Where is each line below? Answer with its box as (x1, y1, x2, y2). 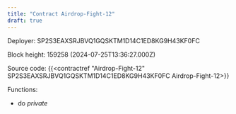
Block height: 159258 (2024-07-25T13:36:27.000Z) (7, 50, 156, 59)
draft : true (7, 17, 42, 24)
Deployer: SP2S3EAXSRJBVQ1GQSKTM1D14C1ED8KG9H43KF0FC (7, 36, 200, 45)
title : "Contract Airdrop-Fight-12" (7, 10, 115, 18)
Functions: (7, 85, 38, 93)
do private (17, 98, 48, 107)
